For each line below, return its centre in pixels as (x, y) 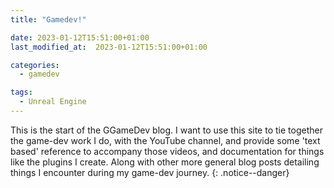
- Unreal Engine (53, 102)
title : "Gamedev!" (48, 19)
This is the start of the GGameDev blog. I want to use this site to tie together (166, 130)
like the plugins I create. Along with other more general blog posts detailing (165, 162)
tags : (21, 92)
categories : (35, 65)
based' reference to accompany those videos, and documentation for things (167, 151)
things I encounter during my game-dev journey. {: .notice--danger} (150, 172)
